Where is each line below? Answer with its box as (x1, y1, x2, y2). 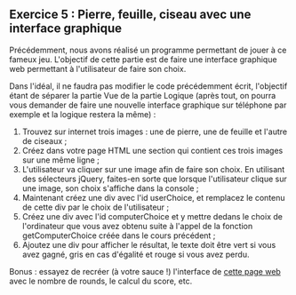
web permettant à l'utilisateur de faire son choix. (9, 63, 187, 74)
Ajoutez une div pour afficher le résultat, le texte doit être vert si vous (21, 239, 276, 250)
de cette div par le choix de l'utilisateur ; (21, 202, 170, 212)
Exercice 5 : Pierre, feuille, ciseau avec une (9, 7, 252, 22)
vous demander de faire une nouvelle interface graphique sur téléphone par (9, 100, 287, 110)
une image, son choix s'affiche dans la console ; (21, 182, 199, 194)
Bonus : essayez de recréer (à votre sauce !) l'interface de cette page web (9, 266, 282, 276)
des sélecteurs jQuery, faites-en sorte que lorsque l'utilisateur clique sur (21, 173, 287, 184)
